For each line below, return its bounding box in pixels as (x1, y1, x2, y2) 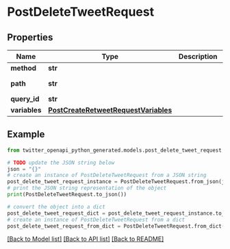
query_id (10, 94, 40, 104)
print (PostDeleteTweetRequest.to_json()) (7, 191, 127, 198)
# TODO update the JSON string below (7, 159, 115, 166)
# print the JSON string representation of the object (7, 185, 167, 192)
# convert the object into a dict (7, 203, 106, 210)
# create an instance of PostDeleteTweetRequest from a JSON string (7, 172, 207, 179)
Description (178, 52, 218, 61)
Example (7, 128, 45, 141)
